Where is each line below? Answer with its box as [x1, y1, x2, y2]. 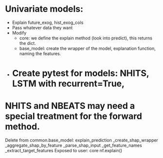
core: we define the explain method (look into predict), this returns [19, 35, 152, 41]
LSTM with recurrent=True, [12, 78, 125, 89]
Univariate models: [5, 3, 84, 15]
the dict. [19, 40, 36, 46]
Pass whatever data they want [12, 24, 73, 30]
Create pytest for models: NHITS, [12, 68, 149, 79]
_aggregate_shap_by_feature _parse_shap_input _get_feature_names [5, 142, 142, 148]
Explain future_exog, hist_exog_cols [12, 20, 84, 25]
